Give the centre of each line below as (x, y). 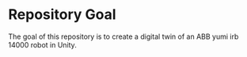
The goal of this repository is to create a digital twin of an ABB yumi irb (123, 36)
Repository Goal (62, 15)
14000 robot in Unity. (42, 44)
